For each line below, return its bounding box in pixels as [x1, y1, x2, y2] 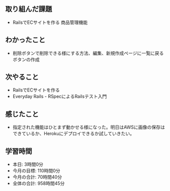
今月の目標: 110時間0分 [12, 168, 60, 174]
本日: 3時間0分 [12, 162, 44, 168]
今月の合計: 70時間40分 [12, 174, 62, 180]
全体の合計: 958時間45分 [12, 180, 65, 186]
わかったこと [5, 36, 46, 44]
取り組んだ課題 [5, 5, 52, 14]
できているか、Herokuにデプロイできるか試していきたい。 [12, 131, 134, 137]
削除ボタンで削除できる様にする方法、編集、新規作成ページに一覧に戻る [12, 50, 164, 56]
